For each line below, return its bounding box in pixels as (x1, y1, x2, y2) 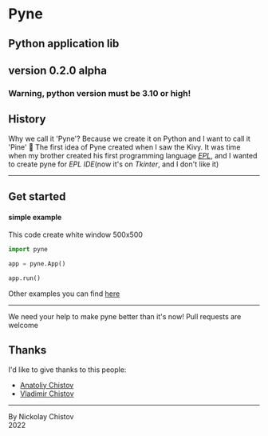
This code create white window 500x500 (8, 230, 144, 240)
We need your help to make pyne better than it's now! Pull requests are (8, 311, 242, 321)
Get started (8, 190, 66, 204)
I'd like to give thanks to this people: (8, 365, 127, 374)
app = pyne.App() (8, 260, 66, 268)
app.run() (8, 274, 41, 282)
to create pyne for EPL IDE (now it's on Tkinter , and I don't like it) (8, 159, 219, 169)
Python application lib (8, 37, 120, 50)
